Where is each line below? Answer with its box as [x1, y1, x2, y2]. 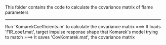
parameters [5, 9, 29, 15]
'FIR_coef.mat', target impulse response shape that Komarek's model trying [5, 29, 158, 35]
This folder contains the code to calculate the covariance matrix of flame [5, 4, 153, 10]
